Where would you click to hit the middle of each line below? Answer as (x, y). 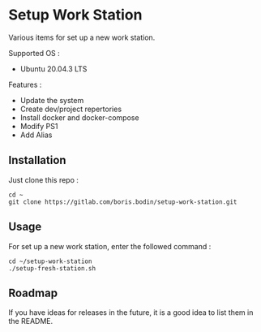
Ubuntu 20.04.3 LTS (53, 69)
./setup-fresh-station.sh (52, 268)
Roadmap (33, 293)
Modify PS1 (39, 126)
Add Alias (36, 135)
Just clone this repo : (44, 179)
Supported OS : (34, 53)
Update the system (52, 100)
